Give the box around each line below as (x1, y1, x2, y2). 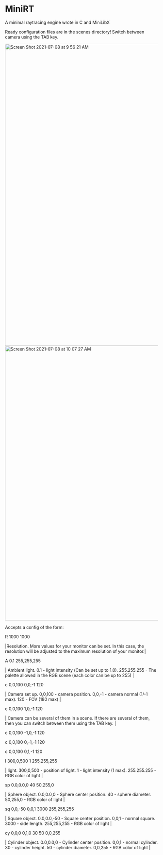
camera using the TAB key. (5, 34, 59, 40)
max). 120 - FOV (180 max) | (5, 696, 62, 702)
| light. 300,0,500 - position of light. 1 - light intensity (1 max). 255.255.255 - (5, 767, 156, 773)
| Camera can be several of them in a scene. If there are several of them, (5, 715, 150, 721)
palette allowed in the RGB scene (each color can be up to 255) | (5, 672, 134, 678)
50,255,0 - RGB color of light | (5, 796, 65, 803)
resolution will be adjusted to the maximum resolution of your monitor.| (5, 648, 147, 654)
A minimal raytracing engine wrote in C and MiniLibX (5, 19, 110, 25)
